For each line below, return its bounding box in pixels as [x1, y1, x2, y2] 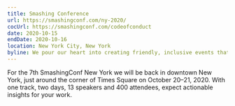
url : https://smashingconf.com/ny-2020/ [7, 17, 127, 24]
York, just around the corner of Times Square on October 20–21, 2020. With [7, 75, 225, 84]
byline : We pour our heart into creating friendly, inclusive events [7, 50, 215, 56]
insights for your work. [7, 90, 72, 98]
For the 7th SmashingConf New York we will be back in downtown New [7, 68, 212, 77]
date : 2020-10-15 [7, 29, 58, 37]
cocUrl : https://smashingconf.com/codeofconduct [7, 23, 152, 30]
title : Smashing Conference [7, 10, 90, 17]
